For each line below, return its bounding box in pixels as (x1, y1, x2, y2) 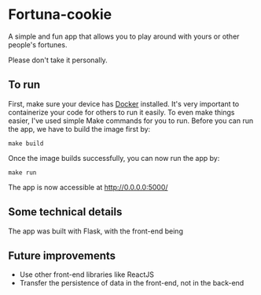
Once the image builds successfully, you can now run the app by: (8, 153, 220, 162)
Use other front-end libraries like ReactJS (19, 270, 155, 279)
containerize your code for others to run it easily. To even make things (8, 107, 235, 117)
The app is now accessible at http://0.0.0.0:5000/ (8, 182, 168, 192)
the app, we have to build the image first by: (8, 124, 151, 133)
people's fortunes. (8, 39, 68, 49)
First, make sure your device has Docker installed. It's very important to (8, 99, 240, 108)
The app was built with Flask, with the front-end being (8, 226, 183, 236)
